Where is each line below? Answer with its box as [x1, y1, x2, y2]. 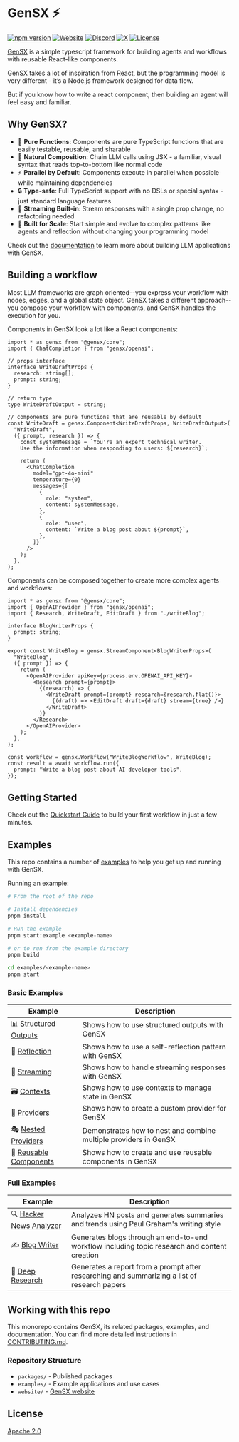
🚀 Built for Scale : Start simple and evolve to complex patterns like [17, 219, 211, 228]
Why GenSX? [7, 119, 68, 131]
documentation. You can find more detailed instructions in [7, 1330, 177, 1338]
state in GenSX [82, 1092, 132, 1102]
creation [70, 1250, 100, 1260]
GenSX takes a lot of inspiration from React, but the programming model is [7, 69, 225, 77]
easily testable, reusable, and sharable [17, 145, 131, 153]
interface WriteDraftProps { [7, 363, 94, 370]
